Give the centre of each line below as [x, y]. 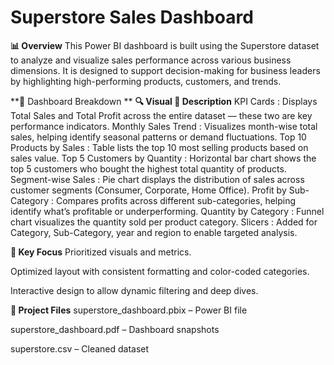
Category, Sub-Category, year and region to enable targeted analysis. [154, 232]
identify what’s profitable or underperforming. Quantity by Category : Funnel [167, 211]
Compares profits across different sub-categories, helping [176, 200]
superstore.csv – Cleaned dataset [80, 348]
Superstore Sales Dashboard [132, 17]
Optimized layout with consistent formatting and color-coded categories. [160, 271]
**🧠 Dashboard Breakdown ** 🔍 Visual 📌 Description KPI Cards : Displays [164, 101]
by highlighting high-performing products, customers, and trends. [146, 81]
